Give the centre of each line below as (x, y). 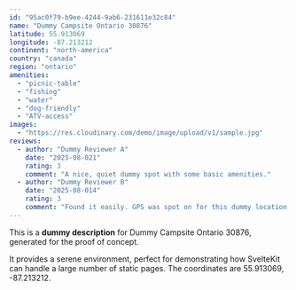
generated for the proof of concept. (74, 241)
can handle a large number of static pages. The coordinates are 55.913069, (147, 268)
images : (23, 125)
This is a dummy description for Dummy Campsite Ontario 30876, (130, 232)
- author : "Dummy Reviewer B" (73, 183)
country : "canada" (43, 59)
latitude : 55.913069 (47, 34)
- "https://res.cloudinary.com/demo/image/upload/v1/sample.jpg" (140, 133)
